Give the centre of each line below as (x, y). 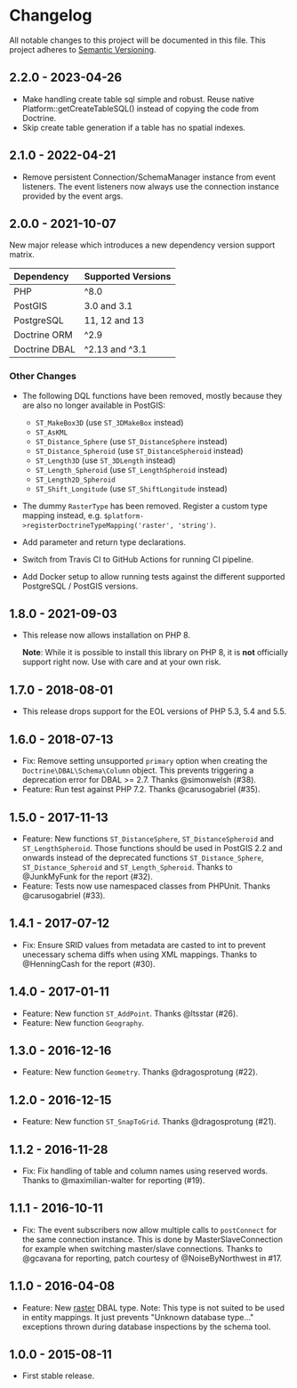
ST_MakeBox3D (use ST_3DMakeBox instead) (109, 422)
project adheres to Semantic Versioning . (83, 49)
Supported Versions (128, 277)
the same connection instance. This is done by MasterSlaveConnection (152, 1239)
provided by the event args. (72, 196)
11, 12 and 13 (114, 321)
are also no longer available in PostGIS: (94, 405)
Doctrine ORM (43, 335)
